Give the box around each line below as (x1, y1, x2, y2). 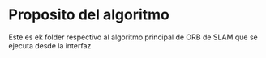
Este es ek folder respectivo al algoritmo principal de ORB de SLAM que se (8, 32, 258, 42)
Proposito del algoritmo (8, 6, 170, 24)
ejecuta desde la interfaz (8, 40, 92, 50)
